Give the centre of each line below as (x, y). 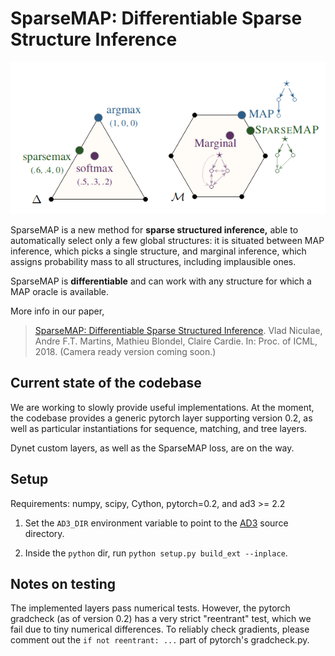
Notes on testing (63, 583)
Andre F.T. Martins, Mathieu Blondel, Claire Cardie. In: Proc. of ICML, (176, 341)
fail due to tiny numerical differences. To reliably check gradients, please (160, 629)
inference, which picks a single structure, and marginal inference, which (158, 251)
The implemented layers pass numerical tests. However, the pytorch (150, 608)
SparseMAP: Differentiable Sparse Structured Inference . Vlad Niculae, (178, 330)
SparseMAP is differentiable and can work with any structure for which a (161, 281)
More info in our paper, (57, 311)
